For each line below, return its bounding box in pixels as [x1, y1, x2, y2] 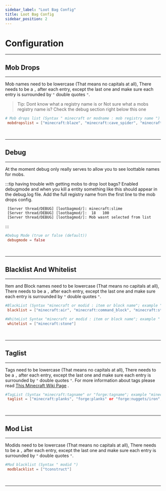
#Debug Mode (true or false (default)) [5, 233, 87, 238]
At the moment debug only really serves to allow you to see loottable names [5, 166, 160, 172]
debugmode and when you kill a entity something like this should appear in [5, 186, 158, 192]
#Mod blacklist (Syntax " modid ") [5, 462, 79, 467]
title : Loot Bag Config [5, 12, 54, 17]
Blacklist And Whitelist [5, 265, 77, 274]
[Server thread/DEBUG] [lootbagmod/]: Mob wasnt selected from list [7, 215, 152, 220]
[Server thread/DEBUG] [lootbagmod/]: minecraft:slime [7, 206, 123, 211]
